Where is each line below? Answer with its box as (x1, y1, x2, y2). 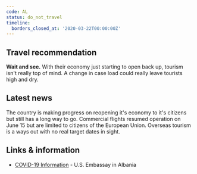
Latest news (6, 93, 52, 103)
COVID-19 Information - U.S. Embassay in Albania (14, 161, 137, 168)
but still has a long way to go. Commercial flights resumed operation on (6, 115, 181, 122)
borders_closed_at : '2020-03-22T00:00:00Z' (11, 25, 121, 32)
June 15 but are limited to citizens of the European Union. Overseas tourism (6, 122, 192, 129)
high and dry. (6, 76, 39, 83)
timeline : (6, 20, 31, 26)
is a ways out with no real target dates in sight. (6, 128, 120, 135)
